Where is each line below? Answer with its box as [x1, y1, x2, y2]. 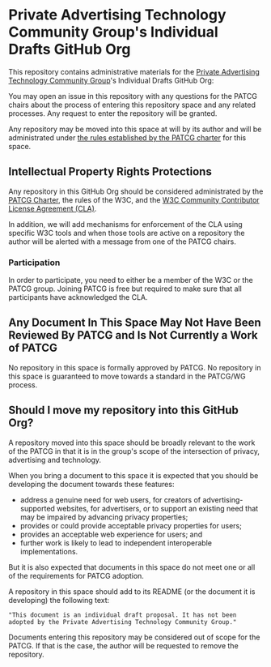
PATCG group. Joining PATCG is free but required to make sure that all [8, 284, 243, 293]
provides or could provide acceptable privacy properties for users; [19, 520, 243, 530]
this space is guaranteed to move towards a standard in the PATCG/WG [8, 371, 246, 381]
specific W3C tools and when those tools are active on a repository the [8, 228, 245, 237]
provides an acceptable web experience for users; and [19, 529, 203, 539]
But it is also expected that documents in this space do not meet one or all [8, 562, 256, 572]
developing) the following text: [8, 595, 110, 605]
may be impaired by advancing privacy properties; [19, 512, 188, 522]
